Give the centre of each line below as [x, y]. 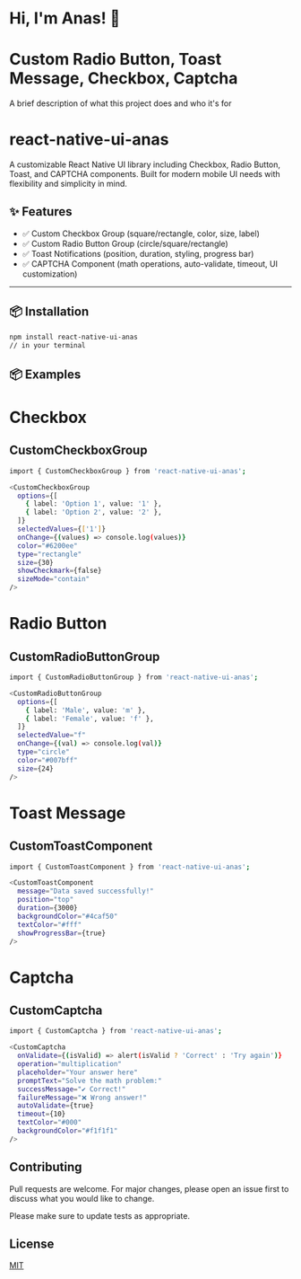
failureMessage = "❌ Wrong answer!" [82, 1098]
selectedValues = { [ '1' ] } [61, 529]
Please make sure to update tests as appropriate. [100, 1215]
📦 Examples [45, 374]
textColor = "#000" [50, 1123]
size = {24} [35, 768]
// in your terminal [48, 345]
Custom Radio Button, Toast [116, 60]
